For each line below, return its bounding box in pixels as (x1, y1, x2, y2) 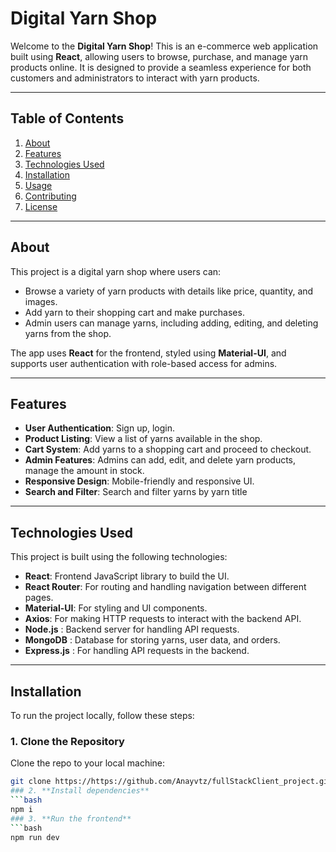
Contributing (24, 190, 77, 202)
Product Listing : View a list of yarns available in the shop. (24, 433, 263, 445)
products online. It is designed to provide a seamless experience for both (10, 61, 312, 73)
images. (24, 295, 58, 307)
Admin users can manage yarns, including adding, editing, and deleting (24, 317, 319, 329)
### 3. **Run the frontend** (10, 813, 132, 824)
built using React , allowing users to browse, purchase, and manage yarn (10, 50, 309, 62)
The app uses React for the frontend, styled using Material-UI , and (10, 347, 287, 359)
